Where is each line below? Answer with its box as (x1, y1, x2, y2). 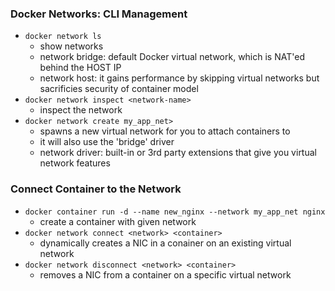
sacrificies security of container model (39, 83, 199, 95)
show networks (39, 40, 104, 52)
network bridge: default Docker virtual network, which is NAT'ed (39, 51, 305, 63)
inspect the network (39, 104, 123, 116)
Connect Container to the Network (10, 182, 182, 196)
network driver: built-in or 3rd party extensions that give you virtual (39, 147, 317, 159)
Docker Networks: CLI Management (10, 7, 188, 21)
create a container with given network (39, 215, 197, 227)
